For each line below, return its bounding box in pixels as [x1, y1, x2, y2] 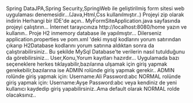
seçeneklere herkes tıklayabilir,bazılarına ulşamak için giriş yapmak [6, 61, 168, 68]
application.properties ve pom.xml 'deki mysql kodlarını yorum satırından [6, 36, 181, 42]
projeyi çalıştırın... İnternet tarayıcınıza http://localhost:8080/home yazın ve [6, 23, 187, 30]
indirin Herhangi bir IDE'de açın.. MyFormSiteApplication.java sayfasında [6, 17, 180, 24]
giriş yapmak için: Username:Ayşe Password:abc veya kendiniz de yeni [6, 79, 177, 86]
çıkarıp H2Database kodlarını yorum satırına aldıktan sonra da [6, 42, 154, 49]
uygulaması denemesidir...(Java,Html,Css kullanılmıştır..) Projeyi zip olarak [6, 11, 184, 18]
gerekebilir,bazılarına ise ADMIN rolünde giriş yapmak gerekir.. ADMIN [6, 67, 175, 73]
